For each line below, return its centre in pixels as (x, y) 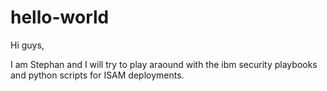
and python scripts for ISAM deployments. (97, 75)
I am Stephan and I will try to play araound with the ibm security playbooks (164, 64)
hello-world (60, 17)
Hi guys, (27, 45)
